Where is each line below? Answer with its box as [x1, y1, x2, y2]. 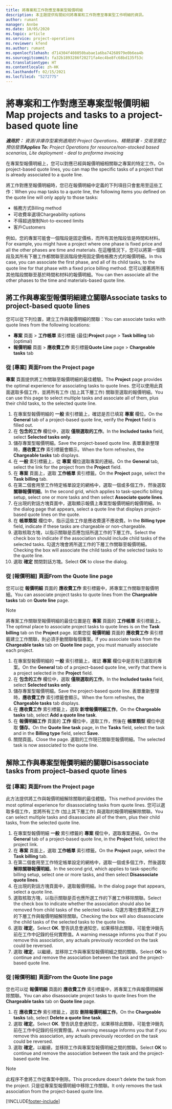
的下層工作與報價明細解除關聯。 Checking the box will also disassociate [13, 913, 164, 919]
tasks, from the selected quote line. [6, 819, 80, 826]
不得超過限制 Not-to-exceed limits [13, 217, 84, 223]
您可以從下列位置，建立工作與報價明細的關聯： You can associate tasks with [6, 316, 166, 322]
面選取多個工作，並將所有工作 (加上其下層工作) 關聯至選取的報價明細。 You [6, 389, 163, 395]
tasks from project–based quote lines [6, 767, 127, 775]
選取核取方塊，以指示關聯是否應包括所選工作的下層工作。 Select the [13, 529, 156, 536]
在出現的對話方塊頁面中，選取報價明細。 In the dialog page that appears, [13, 882, 166, 889]
